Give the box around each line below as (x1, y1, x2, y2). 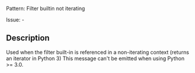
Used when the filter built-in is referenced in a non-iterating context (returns (6, 48, 190, 55)
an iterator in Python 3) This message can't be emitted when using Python (6, 55, 185, 62)
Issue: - (6, 16, 25, 23)
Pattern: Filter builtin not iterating (6, 5, 85, 12)
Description (6, 33, 50, 43)
